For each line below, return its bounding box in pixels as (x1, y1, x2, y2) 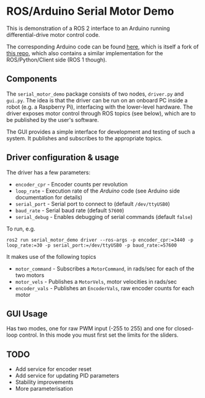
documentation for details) (15, 193, 83, 201)
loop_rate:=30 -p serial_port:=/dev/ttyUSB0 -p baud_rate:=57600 (6, 242, 177, 248)
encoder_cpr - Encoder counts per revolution (15, 180, 128, 188)
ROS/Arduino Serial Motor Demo (6, 4, 174, 18)
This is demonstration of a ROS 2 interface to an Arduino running (6, 25, 170, 32)
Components (6, 74, 57, 84)
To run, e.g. (6, 225, 36, 232)
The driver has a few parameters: (6, 169, 91, 176)
